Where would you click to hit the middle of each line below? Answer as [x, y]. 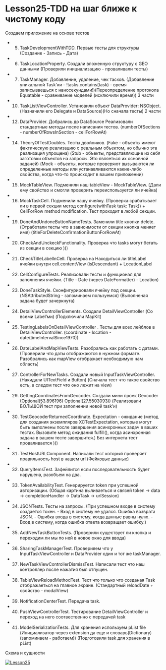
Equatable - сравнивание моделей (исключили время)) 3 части [87, 95]
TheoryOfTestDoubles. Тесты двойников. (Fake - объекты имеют [88, 142]
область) [29, 364]
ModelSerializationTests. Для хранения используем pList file [83, 627]
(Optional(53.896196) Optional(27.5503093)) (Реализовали [80, 401]
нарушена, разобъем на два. [50, 475]
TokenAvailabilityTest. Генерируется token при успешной [79, 485]
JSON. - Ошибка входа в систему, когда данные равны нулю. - [86, 517]
